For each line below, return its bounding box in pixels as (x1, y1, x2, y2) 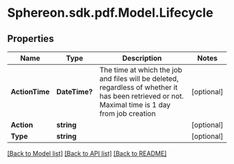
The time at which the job (99, 65, 182, 75)
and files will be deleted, (99, 74, 179, 83)
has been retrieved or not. (99, 91, 185, 100)
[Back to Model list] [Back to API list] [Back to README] (7, 149, 167, 158)
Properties (7, 33, 54, 45)
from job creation (99, 109, 156, 118)
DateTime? (56, 87, 93, 96)
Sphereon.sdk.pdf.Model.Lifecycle (7, 5, 214, 21)
